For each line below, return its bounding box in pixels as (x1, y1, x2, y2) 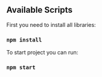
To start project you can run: (6, 49, 79, 56)
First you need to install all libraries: (6, 21, 96, 28)
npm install (6, 36, 42, 43)
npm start (6, 64, 36, 71)
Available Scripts (6, 5, 73, 15)
